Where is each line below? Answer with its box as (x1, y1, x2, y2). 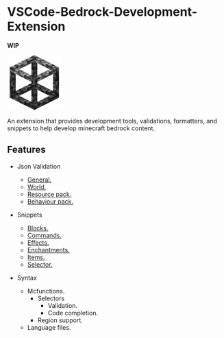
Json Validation (16, 162, 61, 170)
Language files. (27, 323, 71, 331)
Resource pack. (27, 190, 72, 198)
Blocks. (27, 224, 49, 232)
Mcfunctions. (27, 287, 65, 295)
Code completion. (47, 309, 98, 317)
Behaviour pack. (27, 197, 74, 206)
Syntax (16, 274, 38, 282)
